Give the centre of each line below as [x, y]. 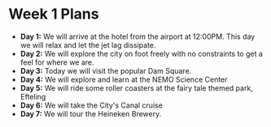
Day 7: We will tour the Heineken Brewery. [91, 113]
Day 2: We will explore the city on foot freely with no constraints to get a [141, 53]
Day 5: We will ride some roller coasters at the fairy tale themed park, [137, 88]
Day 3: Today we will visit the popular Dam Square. [106, 70]
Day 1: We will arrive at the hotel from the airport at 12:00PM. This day [138, 36]
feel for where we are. [57, 62]
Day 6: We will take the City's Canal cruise [91, 105]
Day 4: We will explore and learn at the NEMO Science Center [124, 79]
